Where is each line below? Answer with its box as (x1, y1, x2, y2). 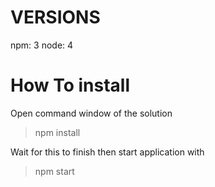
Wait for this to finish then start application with (10, 146, 205, 158)
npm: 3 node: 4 (10, 39, 74, 51)
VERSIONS (10, 6, 101, 29)
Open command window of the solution (10, 107, 173, 119)
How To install (10, 74, 130, 97)
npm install (34, 126, 81, 138)
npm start (34, 165, 75, 177)
